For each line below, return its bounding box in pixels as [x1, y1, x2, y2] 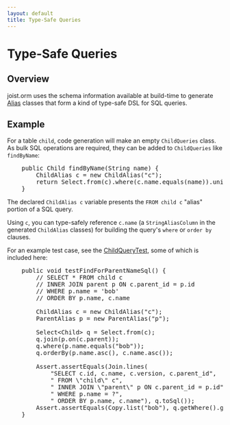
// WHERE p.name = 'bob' [36, 287, 120, 295]
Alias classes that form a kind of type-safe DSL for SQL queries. [7, 99, 188, 107]
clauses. [7, 233, 31, 241]
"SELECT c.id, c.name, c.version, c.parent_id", [50, 369, 217, 378]
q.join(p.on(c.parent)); [36, 335, 120, 343]
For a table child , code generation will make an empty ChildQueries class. [7, 136, 217, 145]
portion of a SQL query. [7, 205, 73, 213]
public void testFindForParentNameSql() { [21, 267, 166, 275]
